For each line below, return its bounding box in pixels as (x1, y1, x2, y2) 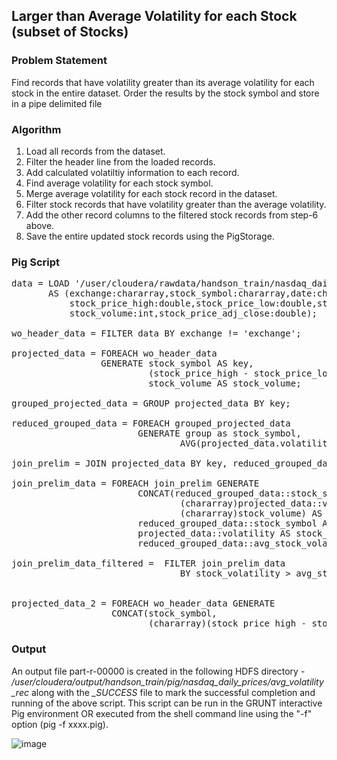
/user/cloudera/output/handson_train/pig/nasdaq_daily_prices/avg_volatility (11, 675, 324, 688)
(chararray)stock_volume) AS (179, 508, 323, 519)
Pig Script (11, 255, 61, 269)
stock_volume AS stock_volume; (148, 378, 302, 389)
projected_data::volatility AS (137, 528, 291, 539)
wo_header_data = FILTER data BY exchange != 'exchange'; (11, 328, 302, 339)
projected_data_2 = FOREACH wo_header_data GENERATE (11, 598, 276, 609)
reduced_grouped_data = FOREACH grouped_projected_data (11, 418, 291, 429)
